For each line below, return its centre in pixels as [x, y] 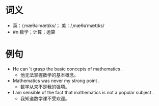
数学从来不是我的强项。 [45, 87]
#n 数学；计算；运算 [34, 32]
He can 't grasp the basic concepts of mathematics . [68, 69]
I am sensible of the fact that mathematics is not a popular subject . [83, 92]
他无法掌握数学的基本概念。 [49, 75]
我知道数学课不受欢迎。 [45, 98]
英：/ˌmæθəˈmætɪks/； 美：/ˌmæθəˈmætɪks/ [58, 25]
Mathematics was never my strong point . [56, 81]
